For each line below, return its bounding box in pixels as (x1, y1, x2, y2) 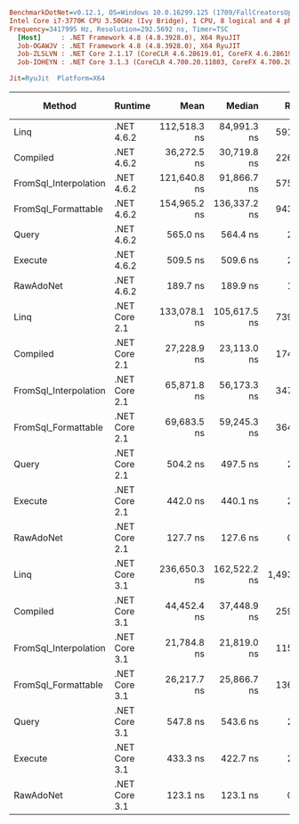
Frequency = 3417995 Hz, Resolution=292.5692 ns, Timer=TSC (9, 24, 229, 34)
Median (226, 100, 260, 111)
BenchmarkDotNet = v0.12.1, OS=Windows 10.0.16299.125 (9, 8, 209, 17)
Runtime (114, 100, 151, 111)
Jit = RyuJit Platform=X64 (9, 74, 105, 83)
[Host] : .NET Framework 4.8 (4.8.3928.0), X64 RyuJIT (17, 33, 241, 42)
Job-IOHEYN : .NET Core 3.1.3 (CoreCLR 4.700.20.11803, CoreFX (17, 58, 256, 67)
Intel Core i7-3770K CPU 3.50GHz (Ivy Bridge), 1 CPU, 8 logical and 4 (9, 16, 280, 25)
